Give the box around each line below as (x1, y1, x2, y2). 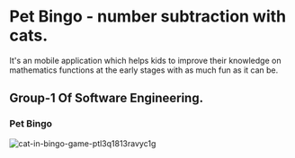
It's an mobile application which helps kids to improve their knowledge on (9, 55, 282, 66)
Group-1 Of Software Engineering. (9, 91, 204, 106)
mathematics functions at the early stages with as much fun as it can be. (9, 65, 279, 75)
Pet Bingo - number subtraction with (9, 6, 287, 27)
